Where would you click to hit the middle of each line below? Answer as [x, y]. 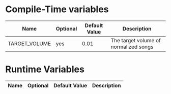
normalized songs [132, 47]
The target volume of [136, 40]
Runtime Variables [45, 69]
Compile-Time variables [57, 9]
